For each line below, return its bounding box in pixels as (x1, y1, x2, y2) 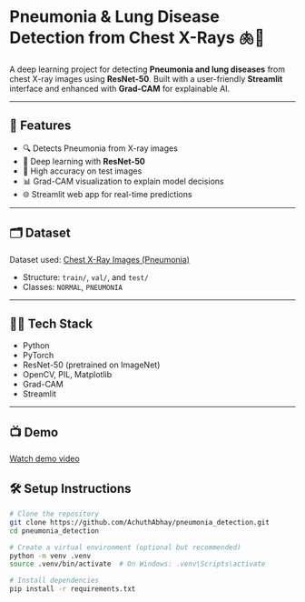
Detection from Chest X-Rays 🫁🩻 (9, 27, 265, 48)
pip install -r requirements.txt (9, 585, 136, 594)
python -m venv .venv (9, 551, 92, 560)
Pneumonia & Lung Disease (9, 6, 220, 27)
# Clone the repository (9, 509, 100, 518)
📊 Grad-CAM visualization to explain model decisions (22, 176, 224, 186)
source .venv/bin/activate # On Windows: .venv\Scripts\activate (9, 559, 266, 569)
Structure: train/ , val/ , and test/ (22, 271, 149, 283)
